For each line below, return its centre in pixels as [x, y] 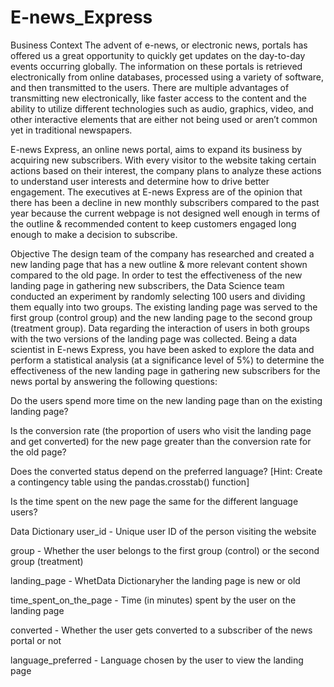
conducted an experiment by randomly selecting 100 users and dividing [158, 296]
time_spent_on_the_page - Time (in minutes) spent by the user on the [153, 600]
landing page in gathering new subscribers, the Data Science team [147, 285]
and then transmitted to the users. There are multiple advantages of [150, 87]
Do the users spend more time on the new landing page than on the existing [166, 400]
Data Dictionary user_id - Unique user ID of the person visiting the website [163, 531]
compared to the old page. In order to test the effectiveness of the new [156, 275]
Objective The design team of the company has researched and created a [162, 253]
